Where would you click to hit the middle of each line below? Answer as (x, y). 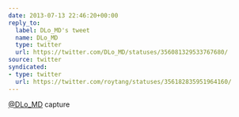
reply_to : (25, 23)
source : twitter (35, 60)
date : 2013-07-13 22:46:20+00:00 (63, 15)
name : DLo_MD (37, 38)
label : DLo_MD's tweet (53, 30)
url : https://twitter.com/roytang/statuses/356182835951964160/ (123, 81)
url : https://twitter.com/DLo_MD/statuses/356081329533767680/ (121, 52)
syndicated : (28, 67)
